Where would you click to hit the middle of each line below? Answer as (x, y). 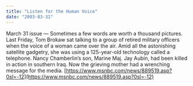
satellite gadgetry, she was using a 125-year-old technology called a (88, 52)
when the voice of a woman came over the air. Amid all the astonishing (91, 46)
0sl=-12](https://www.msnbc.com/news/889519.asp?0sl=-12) (80, 77)
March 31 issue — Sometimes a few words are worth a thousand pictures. (94, 33)
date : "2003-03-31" (30, 17)
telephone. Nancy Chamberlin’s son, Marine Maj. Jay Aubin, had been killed (97, 58)
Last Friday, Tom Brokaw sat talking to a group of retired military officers (93, 40)
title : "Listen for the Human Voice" (52, 11)
